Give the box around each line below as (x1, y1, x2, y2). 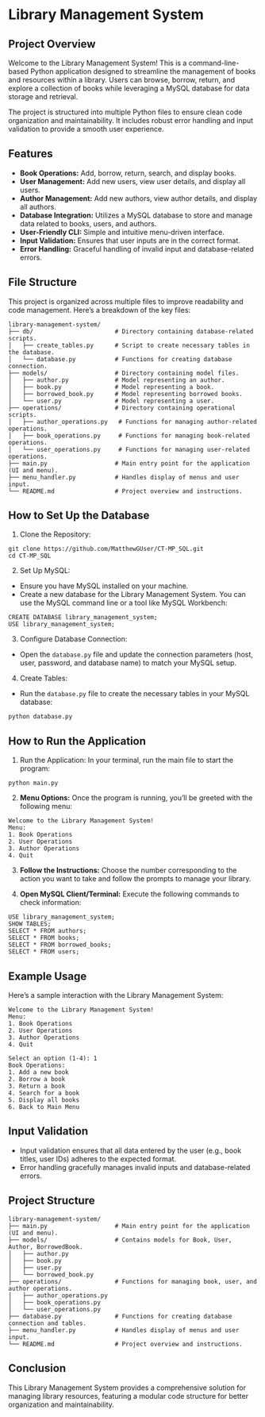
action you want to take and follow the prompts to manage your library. (19, 874, 252, 884)
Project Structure (8, 1194, 95, 1207)
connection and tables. (8, 1319, 87, 1327)
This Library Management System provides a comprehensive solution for (8, 1383, 246, 1392)
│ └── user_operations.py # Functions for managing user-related (8, 445, 250, 453)
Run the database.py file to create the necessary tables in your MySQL (19, 689, 250, 699)
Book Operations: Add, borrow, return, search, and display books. (19, 168, 236, 178)
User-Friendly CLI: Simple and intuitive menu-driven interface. (19, 227, 225, 237)
